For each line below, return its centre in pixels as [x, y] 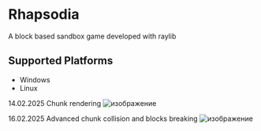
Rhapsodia [44, 15]
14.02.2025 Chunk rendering [55, 103]
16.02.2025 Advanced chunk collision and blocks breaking [103, 118]
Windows [35, 79]
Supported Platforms [61, 61]
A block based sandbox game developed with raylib [92, 36]
